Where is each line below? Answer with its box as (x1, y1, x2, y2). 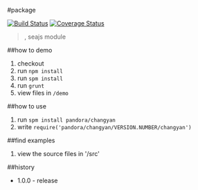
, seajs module (24, 32, 66, 41)
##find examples (7, 136, 55, 144)
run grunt (17, 82, 45, 89)
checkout (17, 59, 44, 68)
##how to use (7, 102, 47, 110)
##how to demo (7, 46, 53, 54)
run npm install (17, 67, 64, 75)
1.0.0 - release (17, 176, 58, 184)
